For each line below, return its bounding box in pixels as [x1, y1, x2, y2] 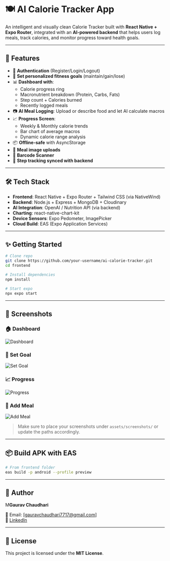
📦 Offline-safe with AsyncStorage [12, 139, 86, 145]
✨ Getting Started [5, 240, 62, 248]
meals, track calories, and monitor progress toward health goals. [5, 35, 140, 41]
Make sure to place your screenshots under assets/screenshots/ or [17, 423, 158, 429]
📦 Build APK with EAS [5, 449, 77, 457]
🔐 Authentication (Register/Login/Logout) [12, 68, 100, 74]
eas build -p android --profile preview [5, 470, 92, 475]
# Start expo [5, 286, 33, 291]
